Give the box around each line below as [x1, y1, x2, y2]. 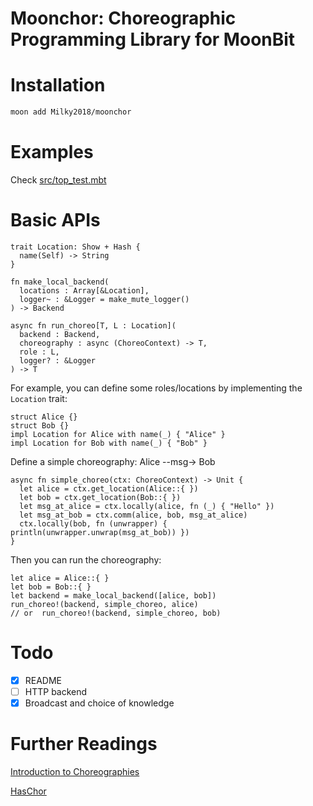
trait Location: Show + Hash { [10, 242, 141, 252]
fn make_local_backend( [10, 277, 110, 287]
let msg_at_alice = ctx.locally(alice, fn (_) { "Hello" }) [19, 501, 275, 511]
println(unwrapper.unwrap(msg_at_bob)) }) [10, 527, 190, 537]
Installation [10, 74, 106, 97]
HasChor [10, 785, 47, 797]
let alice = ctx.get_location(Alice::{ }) [19, 483, 199, 494]
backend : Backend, [19, 329, 101, 339]
